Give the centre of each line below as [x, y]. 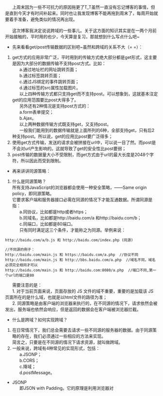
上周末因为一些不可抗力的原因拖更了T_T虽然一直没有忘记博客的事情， [81, 7]
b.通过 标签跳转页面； [41, 75]
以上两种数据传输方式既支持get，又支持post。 [65, 124]
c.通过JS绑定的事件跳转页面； [49, 81]
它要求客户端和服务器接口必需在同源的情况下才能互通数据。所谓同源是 [82, 199]
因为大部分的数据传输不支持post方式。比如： [61, 63]
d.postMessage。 [37, 373]
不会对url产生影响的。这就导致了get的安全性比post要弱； [69, 148]
